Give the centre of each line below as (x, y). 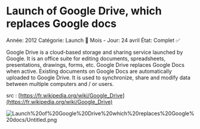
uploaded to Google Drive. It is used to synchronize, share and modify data (99, 77)
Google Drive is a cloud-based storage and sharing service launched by (95, 52)
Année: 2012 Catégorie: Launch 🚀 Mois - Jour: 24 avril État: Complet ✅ (93, 40)
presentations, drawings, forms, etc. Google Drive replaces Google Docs (96, 64)
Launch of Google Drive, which (84, 11)
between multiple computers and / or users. (60, 84)
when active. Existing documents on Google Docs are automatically (89, 71)
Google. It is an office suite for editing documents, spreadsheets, (86, 59)
